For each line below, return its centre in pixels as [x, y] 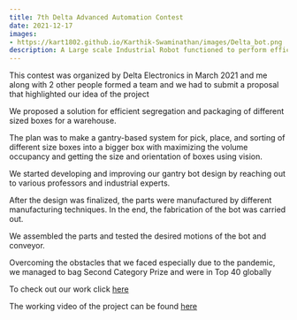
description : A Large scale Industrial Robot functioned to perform [138, 50]
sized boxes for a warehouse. [63, 121]
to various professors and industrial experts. [90, 183]
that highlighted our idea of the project [80, 95]
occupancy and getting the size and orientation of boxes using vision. [136, 156]
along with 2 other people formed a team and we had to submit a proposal [144, 85]
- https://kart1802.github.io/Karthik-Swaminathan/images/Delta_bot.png [146, 42]
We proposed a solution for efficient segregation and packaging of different [147, 111]
